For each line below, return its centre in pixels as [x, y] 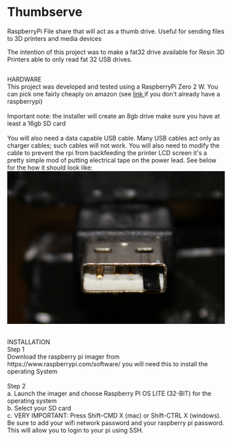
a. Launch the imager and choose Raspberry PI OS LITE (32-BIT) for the [109, 393]
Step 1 [16, 349]
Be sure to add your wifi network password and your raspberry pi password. [116, 422]
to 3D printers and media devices [55, 38]
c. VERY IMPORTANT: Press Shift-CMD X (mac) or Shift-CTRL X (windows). [114, 415]
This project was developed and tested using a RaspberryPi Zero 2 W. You [113, 87]
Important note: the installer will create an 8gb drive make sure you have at [114, 116]
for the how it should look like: [50, 168]
